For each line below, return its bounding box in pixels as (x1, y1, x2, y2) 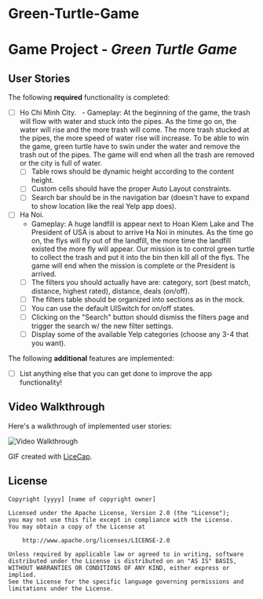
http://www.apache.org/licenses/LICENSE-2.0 (22, 536, 170, 544)
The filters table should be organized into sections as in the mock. (31, 294, 245, 304)
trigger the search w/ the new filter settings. (31, 321, 174, 331)
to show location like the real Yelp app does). (31, 202, 177, 211)
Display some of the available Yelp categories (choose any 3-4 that (31, 329, 249, 338)
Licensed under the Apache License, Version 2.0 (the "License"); (8, 509, 230, 517)
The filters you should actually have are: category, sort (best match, (31, 277, 251, 287)
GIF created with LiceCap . (8, 451, 93, 461)
